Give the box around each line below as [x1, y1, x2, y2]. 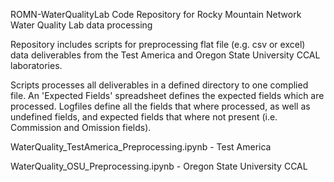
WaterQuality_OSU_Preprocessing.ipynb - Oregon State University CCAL [10, 160, 308, 172]
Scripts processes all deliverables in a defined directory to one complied [10, 79, 309, 91]
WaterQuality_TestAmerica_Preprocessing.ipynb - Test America [10, 141, 272, 153]
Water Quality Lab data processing [10, 19, 153, 31]
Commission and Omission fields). [10, 122, 152, 133]
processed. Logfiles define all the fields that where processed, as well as [10, 100, 311, 112]
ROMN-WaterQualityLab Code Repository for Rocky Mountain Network [10, 9, 302, 20]
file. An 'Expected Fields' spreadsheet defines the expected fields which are [10, 90, 325, 101]
